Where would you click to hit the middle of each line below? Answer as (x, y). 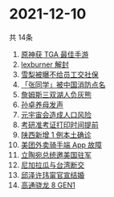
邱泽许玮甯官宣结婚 (53, 174)
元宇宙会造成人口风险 (56, 114)
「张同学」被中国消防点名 (63, 84)
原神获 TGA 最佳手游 (55, 54)
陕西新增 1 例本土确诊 (56, 134)
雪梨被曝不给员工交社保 (59, 74)
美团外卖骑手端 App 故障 (61, 145)
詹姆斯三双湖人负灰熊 (56, 94)
